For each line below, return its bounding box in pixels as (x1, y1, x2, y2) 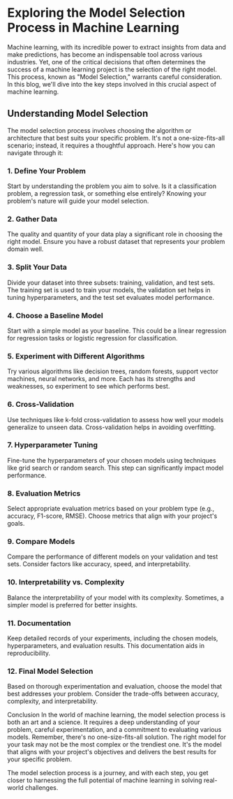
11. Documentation (7, 618, 71, 628)
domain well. (7, 245, 44, 253)
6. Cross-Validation (7, 400, 75, 410)
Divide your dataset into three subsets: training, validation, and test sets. (7, 278, 215, 287)
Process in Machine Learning (7, 20, 180, 36)
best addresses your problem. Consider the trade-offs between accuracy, (7, 690, 220, 698)
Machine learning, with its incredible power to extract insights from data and (7, 43, 227, 51)
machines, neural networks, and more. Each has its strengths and (7, 375, 195, 383)
